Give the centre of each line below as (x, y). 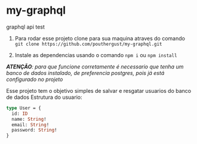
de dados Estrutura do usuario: (44, 97)
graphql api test (25, 27)
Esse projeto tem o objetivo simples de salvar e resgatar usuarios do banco (99, 90)
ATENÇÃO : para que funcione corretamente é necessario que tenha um (95, 67)
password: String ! (35, 130)
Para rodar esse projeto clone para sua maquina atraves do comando (100, 38)
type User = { (24, 108)
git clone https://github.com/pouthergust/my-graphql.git (88, 44)
